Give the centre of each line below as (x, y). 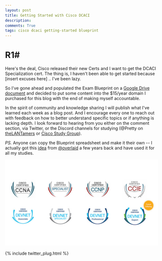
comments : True (20, 26)
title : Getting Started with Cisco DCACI (48, 15)
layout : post (18, 10)
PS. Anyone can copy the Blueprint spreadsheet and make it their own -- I (79, 143)
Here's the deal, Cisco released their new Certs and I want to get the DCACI (81, 69)
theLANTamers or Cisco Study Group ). (43, 133)
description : (18, 20)
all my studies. (19, 153)
